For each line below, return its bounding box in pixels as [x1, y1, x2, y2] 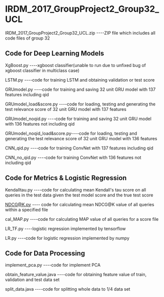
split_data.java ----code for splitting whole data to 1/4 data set [5, 286, 131, 292]
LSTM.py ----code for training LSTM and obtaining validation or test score [5, 77, 155, 83]
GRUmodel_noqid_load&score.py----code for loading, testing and [5, 130, 137, 136]
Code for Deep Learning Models [5, 49, 104, 58]
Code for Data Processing [5, 249, 85, 257]
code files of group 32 [5, 35, 50, 41]
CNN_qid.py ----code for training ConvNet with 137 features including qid [5, 145, 153, 151]
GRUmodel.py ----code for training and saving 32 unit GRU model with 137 [5, 86, 156, 92]
